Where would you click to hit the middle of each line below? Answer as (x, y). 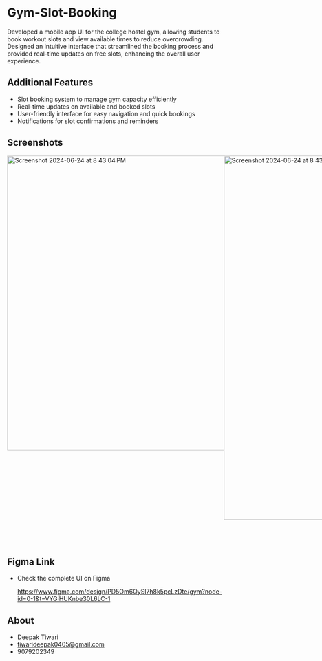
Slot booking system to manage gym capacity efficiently (97, 99)
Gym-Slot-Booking (62, 13)
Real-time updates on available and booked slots (86, 106)
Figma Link (31, 562)
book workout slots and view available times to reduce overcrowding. (105, 39)
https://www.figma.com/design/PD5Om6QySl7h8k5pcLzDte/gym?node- (119, 592)
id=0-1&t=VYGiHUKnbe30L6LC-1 (64, 599)
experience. (24, 61)
